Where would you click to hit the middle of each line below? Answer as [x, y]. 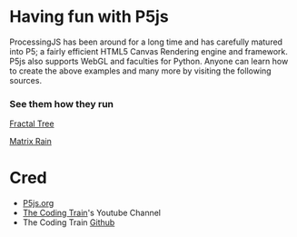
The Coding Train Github [69, 222]
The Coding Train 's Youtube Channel [92, 213]
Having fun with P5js [89, 17]
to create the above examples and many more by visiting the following [140, 71]
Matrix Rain [30, 142]
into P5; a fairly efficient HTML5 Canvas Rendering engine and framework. [148, 51]
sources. [26, 80]
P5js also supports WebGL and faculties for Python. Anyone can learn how [149, 61]
